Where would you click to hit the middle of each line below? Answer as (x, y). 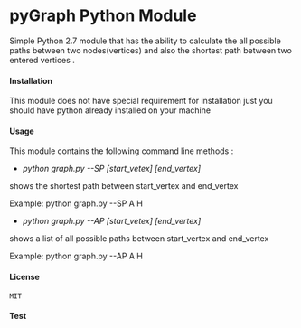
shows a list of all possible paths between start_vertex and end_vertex (139, 239)
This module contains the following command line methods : (122, 151)
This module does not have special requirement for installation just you (141, 101)
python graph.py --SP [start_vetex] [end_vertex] (112, 169)
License (25, 276)
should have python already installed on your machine (110, 110)
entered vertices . (42, 60)
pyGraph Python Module (103, 16)
